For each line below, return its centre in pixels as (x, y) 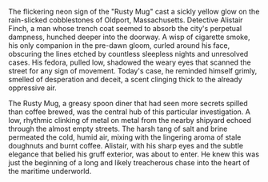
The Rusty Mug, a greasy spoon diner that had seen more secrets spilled (128, 103)
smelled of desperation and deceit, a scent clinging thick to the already (125, 79)
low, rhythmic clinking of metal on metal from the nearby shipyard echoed (130, 120)
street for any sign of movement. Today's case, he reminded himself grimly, (133, 71)
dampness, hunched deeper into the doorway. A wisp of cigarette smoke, (129, 37)
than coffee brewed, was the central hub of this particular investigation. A (129, 112)
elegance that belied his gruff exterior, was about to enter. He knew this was (134, 154)
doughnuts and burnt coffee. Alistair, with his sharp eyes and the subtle (126, 146)
